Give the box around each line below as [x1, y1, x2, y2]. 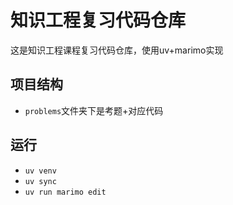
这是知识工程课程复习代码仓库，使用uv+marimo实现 [10, 44, 224, 56]
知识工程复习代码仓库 [10, 9, 187, 32]
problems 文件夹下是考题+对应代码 [24, 104, 164, 116]
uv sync [24, 176, 57, 186]
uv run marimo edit [24, 187, 107, 197]
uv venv [24, 166, 57, 176]
